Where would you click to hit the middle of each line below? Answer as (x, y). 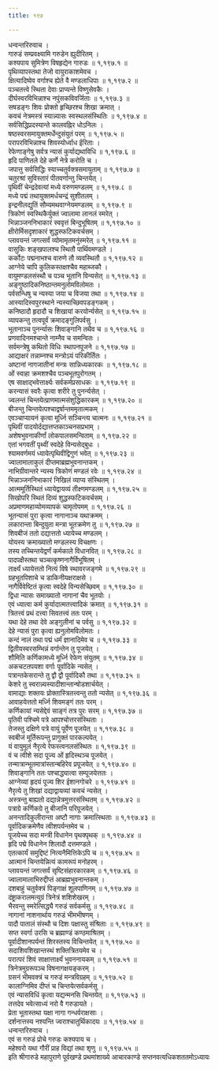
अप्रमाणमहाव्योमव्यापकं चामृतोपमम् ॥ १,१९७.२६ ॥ (70, 507)
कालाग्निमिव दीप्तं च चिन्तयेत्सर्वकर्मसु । (56, 986)
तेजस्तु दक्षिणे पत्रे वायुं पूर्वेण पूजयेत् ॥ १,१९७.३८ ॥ (71, 728)
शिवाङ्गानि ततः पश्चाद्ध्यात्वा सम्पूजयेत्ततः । (61, 773)
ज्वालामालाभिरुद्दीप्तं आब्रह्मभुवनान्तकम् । (56, 879)
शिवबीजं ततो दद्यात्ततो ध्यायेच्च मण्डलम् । (58, 533)
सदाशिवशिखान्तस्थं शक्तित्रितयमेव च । (55, 950)
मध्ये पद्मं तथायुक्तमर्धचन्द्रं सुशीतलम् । (54, 196)
